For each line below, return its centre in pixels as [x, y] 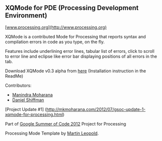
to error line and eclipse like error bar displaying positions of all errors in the [81, 56]
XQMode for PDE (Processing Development [72, 8]
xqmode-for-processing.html [34, 114]
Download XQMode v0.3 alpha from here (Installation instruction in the [76, 71]
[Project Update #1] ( [26, 109]
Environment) [26, 16]
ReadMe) [14, 76]
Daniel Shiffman [28, 100]
